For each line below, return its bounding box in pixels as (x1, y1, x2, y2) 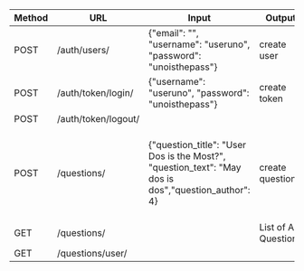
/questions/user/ (57, 248, 128, 259)
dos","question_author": (147, 184, 251, 196)
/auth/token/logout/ (57, 113, 140, 125)
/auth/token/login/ (57, 87, 134, 98)
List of (259, 221, 287, 233)
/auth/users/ (57, 44, 110, 56)
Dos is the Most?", (147, 150, 226, 162)
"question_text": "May (147, 162, 242, 173)
